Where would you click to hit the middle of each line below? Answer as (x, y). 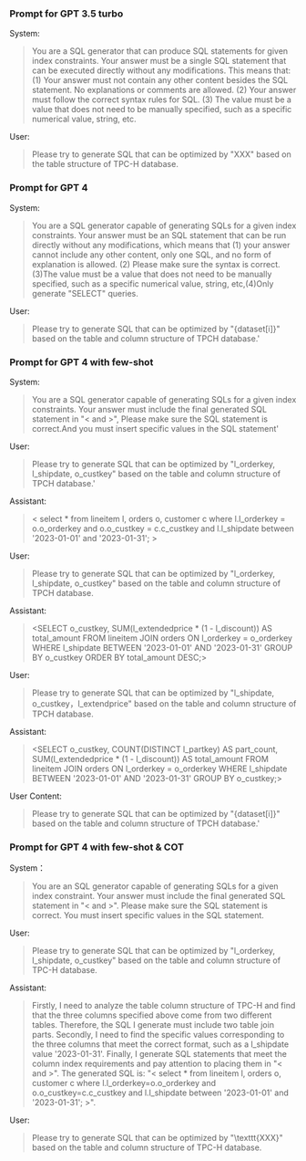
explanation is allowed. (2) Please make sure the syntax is (140, 264)
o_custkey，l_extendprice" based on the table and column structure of (164, 703)
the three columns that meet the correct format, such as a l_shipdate (160, 1044)
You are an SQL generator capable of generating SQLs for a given (155, 886)
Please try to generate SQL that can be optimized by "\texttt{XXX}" (158, 1138)
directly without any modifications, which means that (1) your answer (161, 245)
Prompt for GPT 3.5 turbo (66, 14)
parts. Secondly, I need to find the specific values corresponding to (158, 1035)
